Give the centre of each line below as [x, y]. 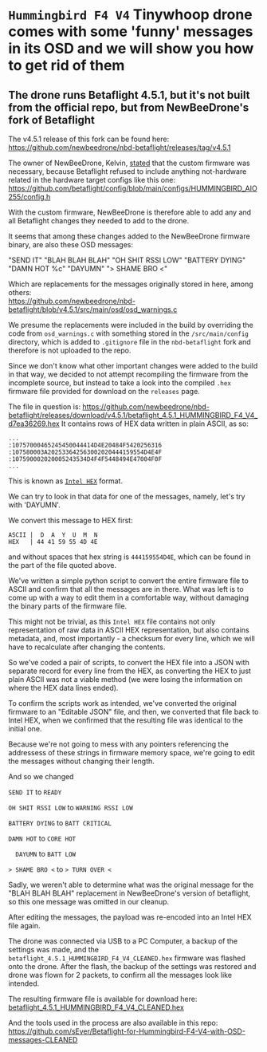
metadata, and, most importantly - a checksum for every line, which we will [132, 638]
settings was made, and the [54, 950]
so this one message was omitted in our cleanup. [89, 902]
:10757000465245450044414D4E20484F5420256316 [85, 445]
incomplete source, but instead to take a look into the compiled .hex [120, 383]
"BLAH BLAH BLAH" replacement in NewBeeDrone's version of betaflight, [130, 893]
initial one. [25, 729]
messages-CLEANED [43, 1040]
